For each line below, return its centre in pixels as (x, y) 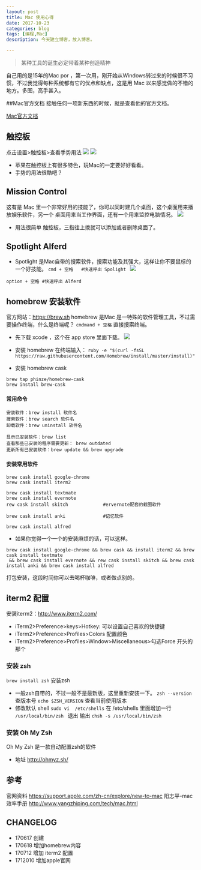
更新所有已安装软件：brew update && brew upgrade (65, 450)
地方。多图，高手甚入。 (35, 90)
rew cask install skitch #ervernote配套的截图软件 (84, 505)
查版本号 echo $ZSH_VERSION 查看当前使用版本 (71, 700)
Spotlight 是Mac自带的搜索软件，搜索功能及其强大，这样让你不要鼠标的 (103, 262)
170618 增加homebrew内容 (48, 845)
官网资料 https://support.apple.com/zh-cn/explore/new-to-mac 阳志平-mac (100, 796)
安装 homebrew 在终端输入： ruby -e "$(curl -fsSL (80, 350)
